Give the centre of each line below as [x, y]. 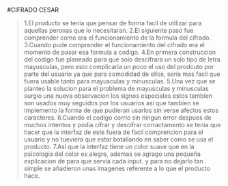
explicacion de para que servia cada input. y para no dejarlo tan [113, 161]
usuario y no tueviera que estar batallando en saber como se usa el [118, 139]
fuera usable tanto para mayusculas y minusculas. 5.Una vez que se [120, 81]
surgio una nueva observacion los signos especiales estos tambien [118, 96]
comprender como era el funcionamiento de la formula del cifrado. [117, 38]
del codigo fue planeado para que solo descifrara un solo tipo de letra [122, 59]
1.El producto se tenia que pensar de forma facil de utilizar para [113, 23]
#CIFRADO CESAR [33, 10]
